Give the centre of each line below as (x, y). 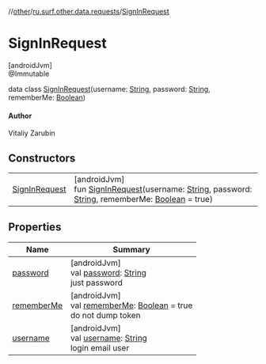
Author (20, 116)
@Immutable (29, 74)
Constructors (42, 158)
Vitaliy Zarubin (32, 133)
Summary (131, 249)
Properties (35, 227)
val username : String (109, 338)
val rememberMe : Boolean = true (131, 305)
